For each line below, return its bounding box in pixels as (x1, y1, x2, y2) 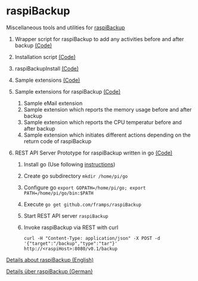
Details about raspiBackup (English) (6, 256, 94, 263)
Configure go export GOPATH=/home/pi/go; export (23, 184, 146, 191)
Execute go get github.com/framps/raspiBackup (23, 200, 142, 208)
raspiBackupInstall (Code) (14, 64, 79, 72)
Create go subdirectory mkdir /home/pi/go (23, 172, 128, 180)
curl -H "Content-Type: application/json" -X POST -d (23, 235, 160, 241)
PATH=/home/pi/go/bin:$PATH (23, 190, 94, 196)
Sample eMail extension (23, 100, 83, 107)
